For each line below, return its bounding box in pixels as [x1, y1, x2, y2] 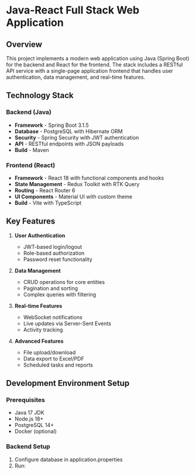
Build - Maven [14, 146, 49, 153]
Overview [6, 39, 43, 49]
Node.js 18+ [14, 415, 44, 422]
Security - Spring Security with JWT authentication [14, 134, 139, 141]
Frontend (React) [6, 161, 56, 169]
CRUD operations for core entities [23, 278, 105, 285]
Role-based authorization [23, 249, 85, 256]
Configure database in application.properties [14, 456, 123, 463]
